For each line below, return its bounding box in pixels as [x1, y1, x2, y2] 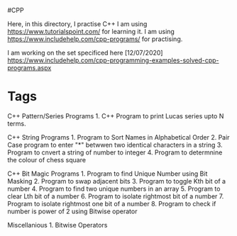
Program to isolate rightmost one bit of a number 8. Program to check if [7, 199, 216, 208]
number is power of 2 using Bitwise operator [7, 207, 138, 215]
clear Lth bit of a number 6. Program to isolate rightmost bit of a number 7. [7, 191, 224, 201]
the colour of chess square [7, 155, 87, 164]
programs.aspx [7, 64, 52, 72]
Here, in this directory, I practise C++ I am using [7, 20, 148, 28]
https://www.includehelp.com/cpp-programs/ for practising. [7, 35, 183, 43]
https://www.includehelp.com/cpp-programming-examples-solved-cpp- [7, 56, 219, 64]
